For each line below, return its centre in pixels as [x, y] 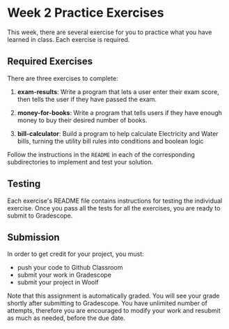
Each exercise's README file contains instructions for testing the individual [115, 201]
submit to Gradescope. [40, 215]
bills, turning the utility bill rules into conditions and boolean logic [110, 141]
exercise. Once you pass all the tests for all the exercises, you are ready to [114, 208]
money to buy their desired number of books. [82, 120]
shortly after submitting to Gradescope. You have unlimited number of [107, 303]
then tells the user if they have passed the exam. [87, 99]
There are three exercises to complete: [63, 78]
